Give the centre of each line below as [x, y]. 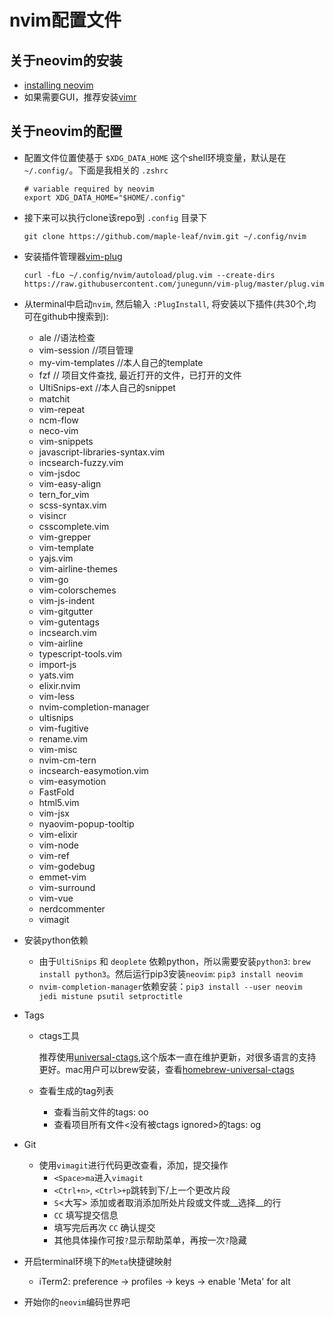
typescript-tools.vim [80, 653]
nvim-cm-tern [67, 760]
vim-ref [54, 855]
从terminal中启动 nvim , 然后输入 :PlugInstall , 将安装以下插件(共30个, [165, 303]
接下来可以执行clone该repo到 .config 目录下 [115, 217]
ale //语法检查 [67, 337]
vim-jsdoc [59, 473]
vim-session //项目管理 [86, 350]
